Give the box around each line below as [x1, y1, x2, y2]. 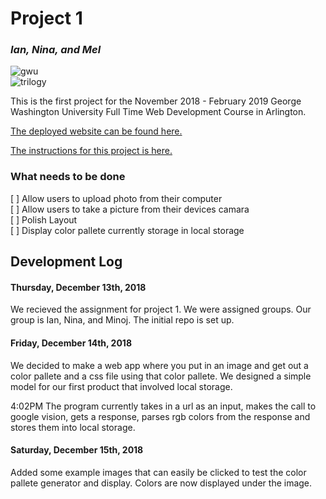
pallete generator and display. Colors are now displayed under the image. [10, 477, 313, 489]
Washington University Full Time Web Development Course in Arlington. [10, 106, 307, 118]
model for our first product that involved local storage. [10, 380, 233, 392]
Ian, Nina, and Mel [10, 43, 102, 57]
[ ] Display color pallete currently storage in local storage [10, 224, 245, 236]
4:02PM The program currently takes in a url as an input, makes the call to [10, 400, 317, 412]
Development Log [10, 253, 123, 271]
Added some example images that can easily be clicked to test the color [10, 466, 307, 478]
